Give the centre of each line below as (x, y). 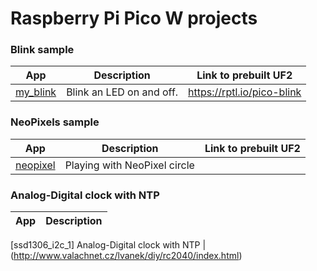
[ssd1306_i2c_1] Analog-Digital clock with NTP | (108, 245)
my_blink (36, 92)
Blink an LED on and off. (122, 92)
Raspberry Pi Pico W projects (134, 18)
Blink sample (42, 50)
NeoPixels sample (55, 122)
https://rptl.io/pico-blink (245, 92)
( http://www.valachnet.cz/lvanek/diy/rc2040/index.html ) (126, 256)
